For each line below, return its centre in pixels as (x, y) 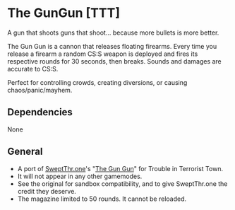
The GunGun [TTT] (64, 13)
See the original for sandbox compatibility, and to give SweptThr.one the (122, 183)
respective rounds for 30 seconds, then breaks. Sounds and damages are (115, 61)
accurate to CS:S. (33, 69)
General (25, 152)
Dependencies (40, 112)
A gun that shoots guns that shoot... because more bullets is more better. (113, 33)
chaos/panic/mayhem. (40, 90)
